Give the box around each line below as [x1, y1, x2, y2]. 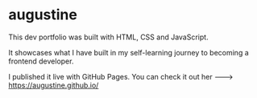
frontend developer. [8, 56, 74, 66]
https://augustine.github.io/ [8, 80, 99, 90]
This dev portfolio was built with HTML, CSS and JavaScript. [8, 32, 209, 42]
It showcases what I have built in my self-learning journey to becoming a [8, 47, 250, 57]
